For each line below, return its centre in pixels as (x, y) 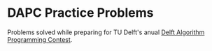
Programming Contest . (40, 39)
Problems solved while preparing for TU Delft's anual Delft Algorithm (106, 32)
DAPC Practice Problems (80, 13)
